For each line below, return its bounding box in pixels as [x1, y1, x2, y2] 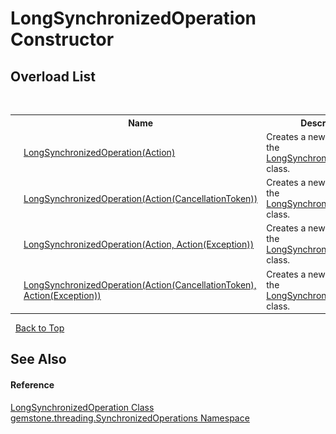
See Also [10, 351, 67, 368]
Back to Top [14, 322, 65, 334]
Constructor [10, 28, 115, 51]
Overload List [10, 68, 96, 85]
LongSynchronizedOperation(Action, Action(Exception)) [23, 238, 255, 250]
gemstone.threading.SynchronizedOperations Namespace [10, 412, 250, 424]
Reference [10, 378, 55, 391]
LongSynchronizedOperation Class [10, 401, 155, 413]
